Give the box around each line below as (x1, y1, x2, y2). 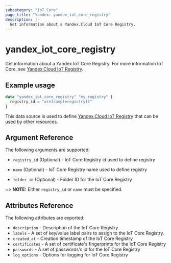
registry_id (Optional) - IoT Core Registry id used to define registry (12, 157, 156, 163)
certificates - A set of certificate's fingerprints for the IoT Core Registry (12, 241, 166, 247)
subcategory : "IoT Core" (5, 7, 58, 13)
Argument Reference (5, 133, 74, 142)
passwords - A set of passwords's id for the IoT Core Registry (12, 246, 140, 253)
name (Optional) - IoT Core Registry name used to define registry (12, 166, 147, 173)
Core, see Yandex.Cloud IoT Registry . (5, 66, 84, 72)
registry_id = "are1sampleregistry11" (10, 99, 93, 104)
